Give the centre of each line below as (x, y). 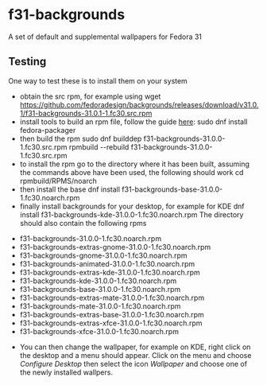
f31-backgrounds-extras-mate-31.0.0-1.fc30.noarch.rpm (112, 297)
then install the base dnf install (70, 189)
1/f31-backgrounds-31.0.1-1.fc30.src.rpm (86, 113)
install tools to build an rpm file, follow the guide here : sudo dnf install (133, 122)
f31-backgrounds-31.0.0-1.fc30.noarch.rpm (90, 238)
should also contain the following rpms (83, 223)
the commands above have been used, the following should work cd (132, 172)
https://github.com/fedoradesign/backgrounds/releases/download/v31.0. (139, 104)
